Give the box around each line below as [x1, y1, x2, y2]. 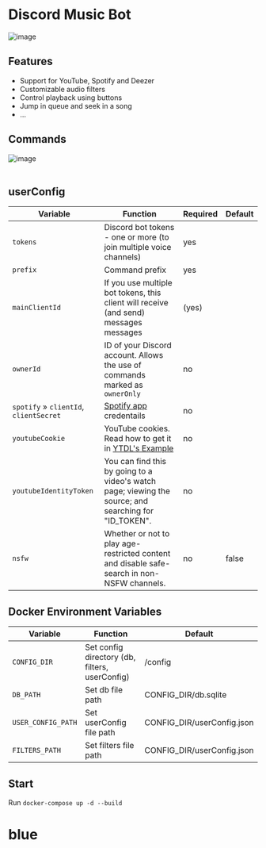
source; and [104, 496, 149, 507]
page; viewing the [104, 485, 170, 497]
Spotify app [104, 401, 148, 412]
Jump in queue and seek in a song [19, 101, 132, 110]
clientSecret [12, 411, 62, 420]
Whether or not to [104, 528, 170, 539]
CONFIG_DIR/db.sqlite [144, 689, 227, 700]
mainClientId [12, 303, 62, 313]
